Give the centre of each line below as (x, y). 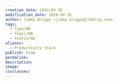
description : (19, 62)
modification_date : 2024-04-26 (39, 15)
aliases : (15, 43)
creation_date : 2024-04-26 (34, 10)
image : (12, 67)
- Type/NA (20, 29)
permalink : (17, 57)
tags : (11, 24)
